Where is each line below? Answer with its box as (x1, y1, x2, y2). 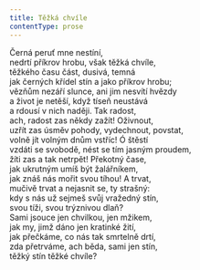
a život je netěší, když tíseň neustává (9, 95, 149, 106)
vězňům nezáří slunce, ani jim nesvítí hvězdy (9, 86, 178, 97)
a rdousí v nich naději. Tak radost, (9, 105, 137, 116)
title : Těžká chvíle (9, 13, 89, 23)
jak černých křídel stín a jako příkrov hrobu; (9, 76, 173, 87)
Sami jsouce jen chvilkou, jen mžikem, (9, 212, 153, 223)
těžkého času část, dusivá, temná (9, 66, 136, 78)
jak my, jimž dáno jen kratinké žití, (9, 221, 137, 233)
